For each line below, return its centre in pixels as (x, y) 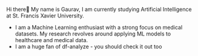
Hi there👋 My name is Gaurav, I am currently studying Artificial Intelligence (99, 9)
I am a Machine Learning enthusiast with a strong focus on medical (99, 27)
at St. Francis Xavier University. (45, 16)
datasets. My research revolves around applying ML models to (93, 34)
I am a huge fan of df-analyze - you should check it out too (88, 46)
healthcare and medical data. (51, 40)
